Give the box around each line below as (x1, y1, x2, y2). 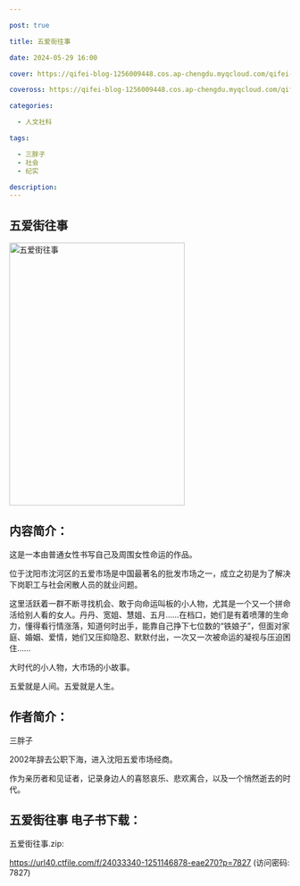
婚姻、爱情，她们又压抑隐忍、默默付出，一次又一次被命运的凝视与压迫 (24, 631, 283, 642)
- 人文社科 (17, 118, 53, 127)
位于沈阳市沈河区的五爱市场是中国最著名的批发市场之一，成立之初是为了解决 (9, 568, 291, 579)
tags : (9, 134, 29, 143)
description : (9, 182, 58, 192)
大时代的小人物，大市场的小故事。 (9, 662, 135, 673)
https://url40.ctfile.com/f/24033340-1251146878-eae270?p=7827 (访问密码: (9, 857, 290, 867)
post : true (9, 21, 50, 29)
